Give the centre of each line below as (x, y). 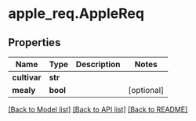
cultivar (27, 77)
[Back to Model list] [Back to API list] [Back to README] (98, 109)
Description (98, 64)
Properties (34, 43)
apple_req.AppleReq (76, 14)
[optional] (146, 90)
